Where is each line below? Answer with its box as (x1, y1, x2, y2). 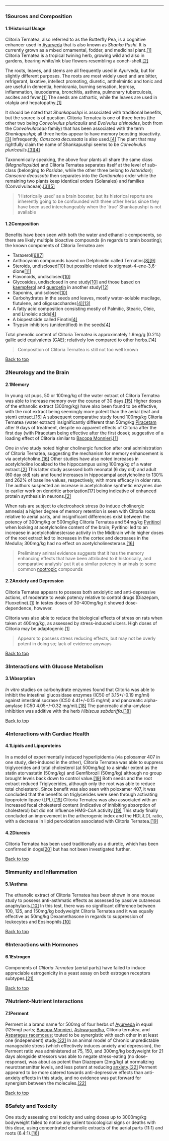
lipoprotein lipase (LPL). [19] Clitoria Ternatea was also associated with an (5, 796, 157, 803)
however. (33, 605, 53, 611)
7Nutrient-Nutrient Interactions (5, 998, 83, 1005)
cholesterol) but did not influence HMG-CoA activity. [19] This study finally (5, 807, 158, 813)
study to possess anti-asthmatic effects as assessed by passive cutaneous (5, 897, 161, 903)
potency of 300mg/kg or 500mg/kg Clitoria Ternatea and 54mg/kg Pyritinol (5, 519, 161, 525)
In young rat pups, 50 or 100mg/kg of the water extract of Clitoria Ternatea (5, 393, 160, 399)
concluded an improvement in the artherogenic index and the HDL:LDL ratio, (5, 812, 163, 818)
